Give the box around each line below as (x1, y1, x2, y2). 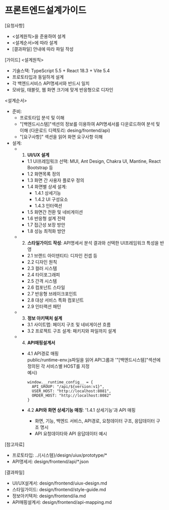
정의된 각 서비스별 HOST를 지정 (27, 363, 90, 369)
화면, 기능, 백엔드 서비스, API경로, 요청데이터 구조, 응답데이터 (34, 417, 155, 424)
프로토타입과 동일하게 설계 (12, 74, 64, 80)
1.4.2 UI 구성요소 (34, 196, 68, 202)
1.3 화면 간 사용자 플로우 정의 (27, 177, 85, 183)
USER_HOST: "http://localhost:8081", (31, 388, 112, 394)
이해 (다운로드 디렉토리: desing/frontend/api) (19, 127, 111, 133)
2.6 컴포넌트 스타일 (27, 284, 65, 290)
